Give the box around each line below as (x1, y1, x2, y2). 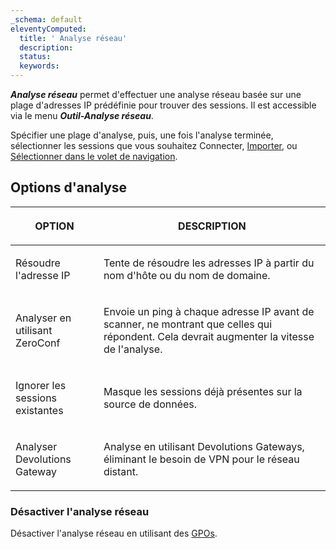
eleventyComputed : (10, 24, 87, 34)
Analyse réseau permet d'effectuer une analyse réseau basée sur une (10, 89, 302, 100)
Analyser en (15, 311, 72, 325)
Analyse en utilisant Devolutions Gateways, (103, 439, 305, 453)
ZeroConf (15, 336, 61, 350)
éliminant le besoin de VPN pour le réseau (103, 452, 300, 466)
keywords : (19, 61, 60, 71)
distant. (103, 464, 139, 478)
